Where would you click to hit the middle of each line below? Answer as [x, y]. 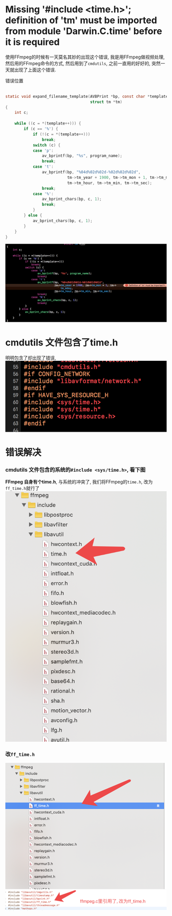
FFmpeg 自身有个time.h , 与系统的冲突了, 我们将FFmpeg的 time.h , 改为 [79, 482]
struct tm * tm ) [106, 102]
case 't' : [43, 167]
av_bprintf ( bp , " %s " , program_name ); [82, 156]
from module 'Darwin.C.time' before [84, 31]
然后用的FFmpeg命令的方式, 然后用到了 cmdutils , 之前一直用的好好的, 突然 [83, 63]
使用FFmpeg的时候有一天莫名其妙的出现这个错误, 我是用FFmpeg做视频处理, [85, 57]
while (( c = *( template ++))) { [48, 124]
